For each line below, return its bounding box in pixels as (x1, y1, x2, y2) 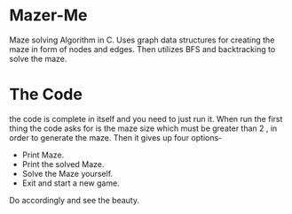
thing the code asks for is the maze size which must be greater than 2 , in (9, 123, 278, 134)
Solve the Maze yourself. (21, 168, 114, 179)
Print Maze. (21, 149, 65, 160)
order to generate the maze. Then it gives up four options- (9, 132, 223, 142)
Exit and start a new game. (21, 178, 120, 188)
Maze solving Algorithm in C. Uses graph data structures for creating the (9, 34, 275, 45)
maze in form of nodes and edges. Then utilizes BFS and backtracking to (9, 43, 276, 54)
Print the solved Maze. (21, 158, 105, 169)
